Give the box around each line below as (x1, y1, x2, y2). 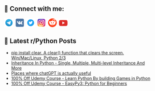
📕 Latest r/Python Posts (4, 37, 77, 45)
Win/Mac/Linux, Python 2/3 (11, 55, 66, 61)
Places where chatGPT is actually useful (11, 70, 92, 76)
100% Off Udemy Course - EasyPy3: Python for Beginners (11, 80, 127, 86)
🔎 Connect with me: (4, 5, 64, 13)
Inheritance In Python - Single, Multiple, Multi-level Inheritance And (11, 60, 145, 65)
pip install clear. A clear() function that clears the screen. (11, 50, 124, 55)
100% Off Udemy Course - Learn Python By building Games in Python (11, 75, 151, 81)
